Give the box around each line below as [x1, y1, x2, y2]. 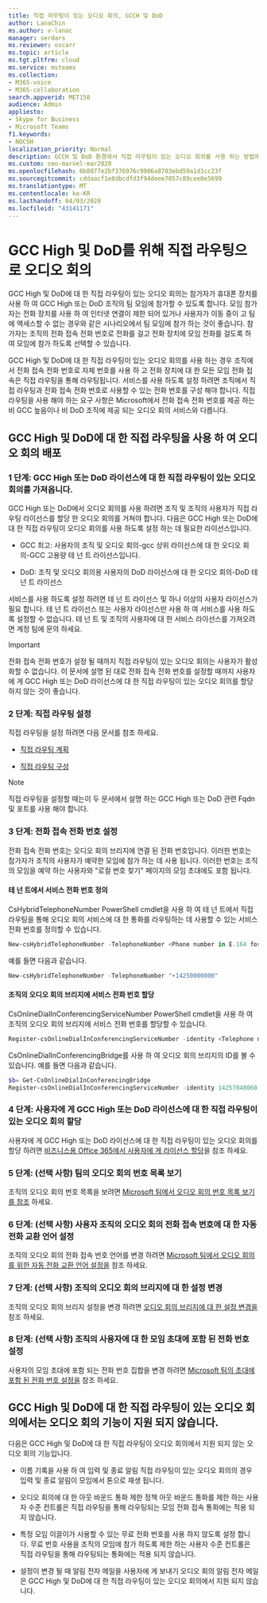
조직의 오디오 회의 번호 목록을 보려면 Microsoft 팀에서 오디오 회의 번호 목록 [8, 1187, 241, 1196]
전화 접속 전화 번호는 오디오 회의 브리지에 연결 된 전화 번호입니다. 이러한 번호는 [8, 846, 252, 855]
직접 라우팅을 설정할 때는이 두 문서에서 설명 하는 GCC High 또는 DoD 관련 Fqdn [8, 794, 256, 803]
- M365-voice [8, 78, 52, 86]
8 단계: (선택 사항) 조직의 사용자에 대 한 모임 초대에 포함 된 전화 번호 [8, 1334, 250, 1345]
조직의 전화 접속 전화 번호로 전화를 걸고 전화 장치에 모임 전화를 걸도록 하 [29, 328, 252, 339]
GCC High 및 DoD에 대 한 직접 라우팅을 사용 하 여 [8, 431, 236, 445]
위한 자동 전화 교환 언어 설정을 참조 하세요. [16, 1260, 149, 1270]
